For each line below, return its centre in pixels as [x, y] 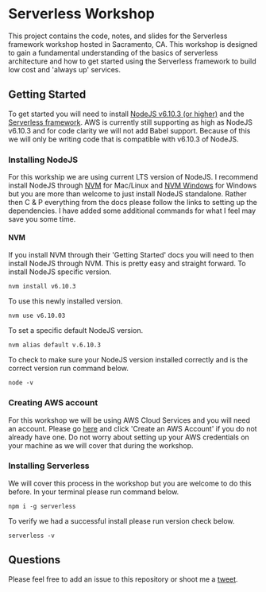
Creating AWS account [53, 403]
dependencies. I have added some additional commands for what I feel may [132, 211]
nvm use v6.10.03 [37, 316]
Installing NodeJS [43, 160]
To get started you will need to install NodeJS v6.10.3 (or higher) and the [126, 114]
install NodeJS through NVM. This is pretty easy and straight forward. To [127, 264]
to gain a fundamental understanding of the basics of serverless [113, 52]
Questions [35, 560]
